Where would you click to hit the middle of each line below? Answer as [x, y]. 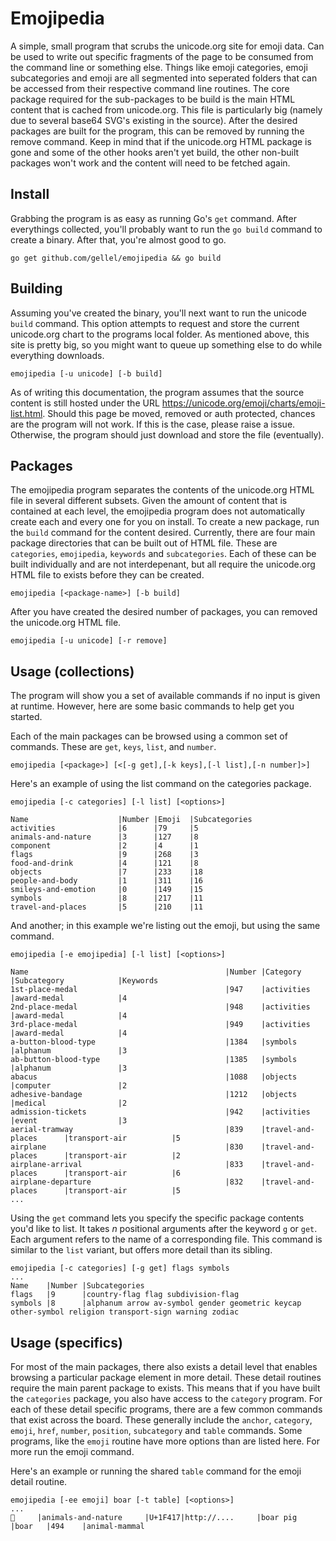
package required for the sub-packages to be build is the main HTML [153, 99]
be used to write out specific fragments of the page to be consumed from [162, 56]
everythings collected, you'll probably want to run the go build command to [166, 229]
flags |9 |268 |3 [104, 855]
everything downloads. [57, 355]
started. [26, 717]
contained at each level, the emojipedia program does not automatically [158, 511]
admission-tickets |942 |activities [160, 1112]
